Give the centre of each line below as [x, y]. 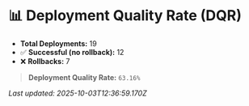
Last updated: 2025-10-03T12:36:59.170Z [78, 93]
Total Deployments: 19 [58, 43]
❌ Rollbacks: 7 [45, 61]
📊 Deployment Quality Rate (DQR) [125, 16]
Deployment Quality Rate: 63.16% [84, 77]
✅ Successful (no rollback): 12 [72, 52]
